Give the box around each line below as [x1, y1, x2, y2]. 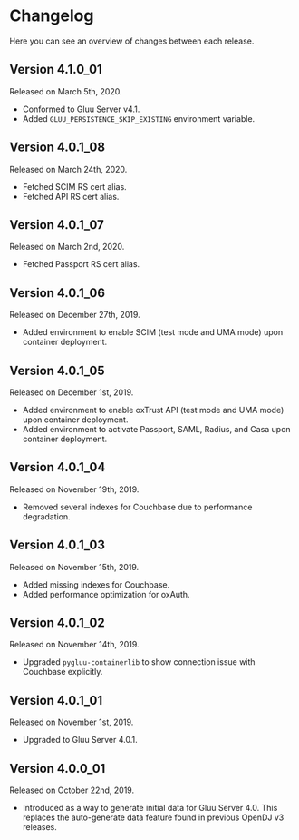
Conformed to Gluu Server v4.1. [22, 104, 140, 114]
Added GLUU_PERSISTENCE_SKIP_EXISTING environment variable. [22, 113, 256, 124]
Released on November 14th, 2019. [9, 639, 140, 650]
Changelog [9, 5, 94, 26]
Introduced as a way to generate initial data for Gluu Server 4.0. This [22, 803, 278, 814]
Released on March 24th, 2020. [9, 163, 128, 174]
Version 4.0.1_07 [9, 217, 104, 232]
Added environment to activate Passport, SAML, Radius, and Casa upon [22, 424, 292, 434]
